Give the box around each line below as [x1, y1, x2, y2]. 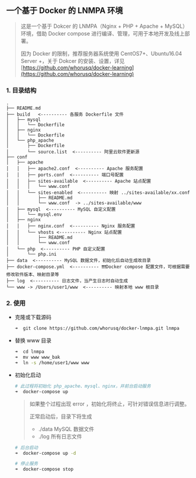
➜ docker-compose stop [14, 466, 74, 473]
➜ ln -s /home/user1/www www [14, 360, 90, 366]
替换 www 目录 [14, 337, 52, 344]
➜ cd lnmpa [14, 349, 44, 355]
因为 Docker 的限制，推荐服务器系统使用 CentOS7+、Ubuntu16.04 [20, 50, 182, 57]
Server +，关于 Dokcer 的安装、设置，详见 [20, 57, 125, 64]
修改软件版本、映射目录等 [6, 272, 59, 278]
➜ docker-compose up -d [14, 450, 76, 456]
